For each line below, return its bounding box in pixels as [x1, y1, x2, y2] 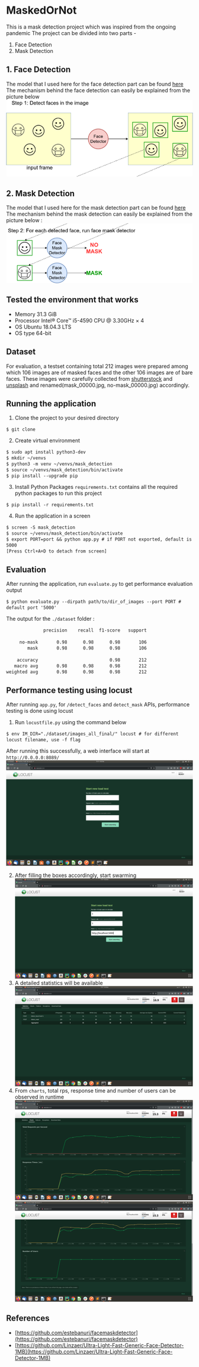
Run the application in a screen [14, 512, 91, 520]
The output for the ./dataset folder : [6, 615, 95, 623]
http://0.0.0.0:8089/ [6, 755, 60, 761]
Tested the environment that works [6, 295, 139, 305]
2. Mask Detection [6, 188, 75, 198]
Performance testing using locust [6, 685, 133, 695]
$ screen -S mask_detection [6, 525, 76, 531]
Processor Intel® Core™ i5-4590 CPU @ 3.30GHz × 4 [14, 317, 144, 324]
